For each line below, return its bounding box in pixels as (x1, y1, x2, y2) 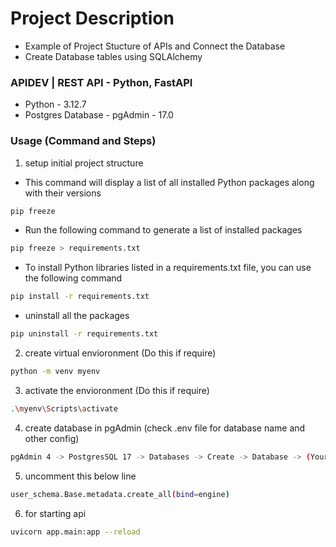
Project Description (10, 7, 175, 30)
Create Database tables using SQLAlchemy (24, 50, 203, 62)
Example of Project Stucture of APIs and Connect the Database (24, 40, 286, 52)
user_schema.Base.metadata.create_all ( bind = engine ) (10, 489, 230, 499)
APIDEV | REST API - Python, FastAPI (10, 75, 193, 89)
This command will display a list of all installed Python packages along (24, 176, 315, 188)
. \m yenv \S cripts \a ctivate (10, 403, 118, 414)
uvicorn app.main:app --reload (10, 527, 141, 537)
